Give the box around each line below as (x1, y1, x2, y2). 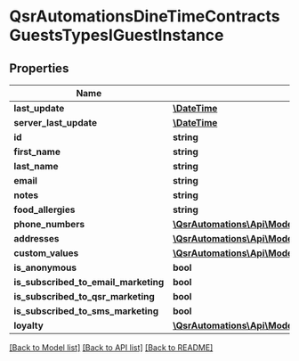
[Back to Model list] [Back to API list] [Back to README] (9, 342, 214, 353)
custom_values (13, 247, 79, 259)
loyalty (13, 319, 44, 332)
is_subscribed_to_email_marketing (13, 276, 165, 288)
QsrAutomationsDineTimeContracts (9, 6, 280, 27)
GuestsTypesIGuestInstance (9, 25, 224, 45)
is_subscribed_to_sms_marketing (13, 305, 159, 317)
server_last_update (13, 117, 98, 128)
